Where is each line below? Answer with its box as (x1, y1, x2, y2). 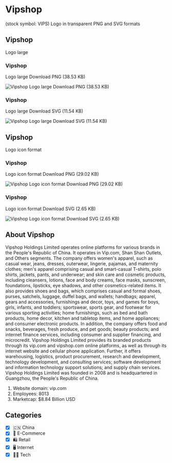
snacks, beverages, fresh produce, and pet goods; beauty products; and (5, 326, 159, 332)
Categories (5, 411, 42, 419)
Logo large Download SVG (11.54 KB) (5, 108, 84, 114)
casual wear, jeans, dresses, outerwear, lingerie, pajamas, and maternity (5, 261, 158, 267)
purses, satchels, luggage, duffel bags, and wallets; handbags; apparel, (5, 293, 157, 299)
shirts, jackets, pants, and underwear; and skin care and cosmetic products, (5, 271, 166, 277)
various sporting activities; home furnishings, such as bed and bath (5, 309, 148, 316)
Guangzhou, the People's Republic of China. (5, 375, 99, 381)
